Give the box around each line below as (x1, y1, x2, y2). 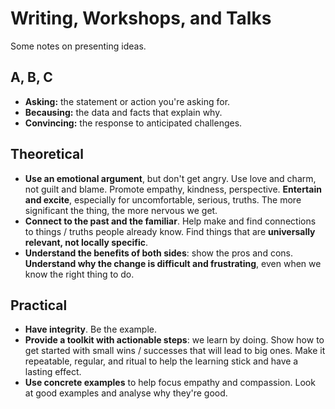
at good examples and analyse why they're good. (24, 387, 228, 399)
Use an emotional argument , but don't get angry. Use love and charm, (24, 172, 317, 184)
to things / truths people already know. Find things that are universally (24, 225, 316, 237)
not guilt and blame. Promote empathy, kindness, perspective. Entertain (24, 183, 322, 195)
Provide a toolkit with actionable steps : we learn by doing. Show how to (24, 334, 325, 346)
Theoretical (10, 146, 84, 163)
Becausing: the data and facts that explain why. (24, 106, 223, 118)
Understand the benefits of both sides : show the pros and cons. (24, 247, 293, 259)
